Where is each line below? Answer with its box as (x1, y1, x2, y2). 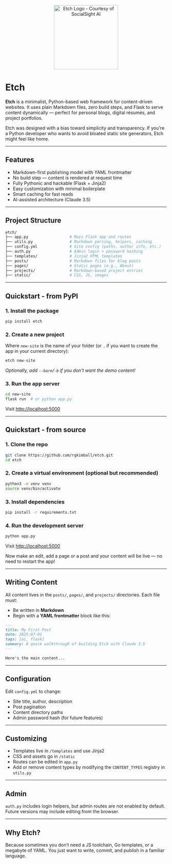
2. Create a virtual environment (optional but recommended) (5, 469, 159, 477)
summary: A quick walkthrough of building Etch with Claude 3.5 (5, 642, 145, 647)
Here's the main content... (5, 655, 66, 661)
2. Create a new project (5, 331, 64, 338)
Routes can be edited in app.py (12, 759, 78, 765)
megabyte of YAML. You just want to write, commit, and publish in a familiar (5, 848, 165, 854)
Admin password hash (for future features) (12, 715, 103, 721)
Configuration (5, 674, 51, 683)
